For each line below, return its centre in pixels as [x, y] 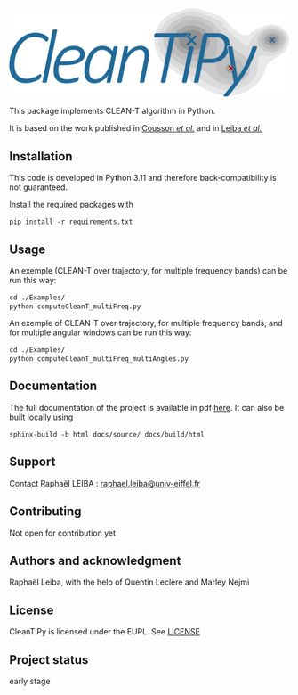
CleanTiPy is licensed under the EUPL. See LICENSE [105, 632]
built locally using [41, 417]
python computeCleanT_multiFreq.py [75, 307]
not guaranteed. [39, 187]
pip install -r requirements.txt [71, 222]
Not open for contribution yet [62, 533]
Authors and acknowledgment [95, 560]
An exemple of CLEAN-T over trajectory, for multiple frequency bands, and [146, 323]
